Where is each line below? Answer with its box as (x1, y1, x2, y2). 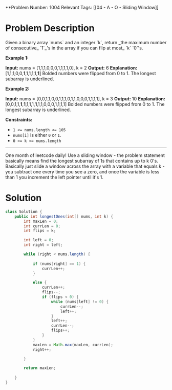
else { (32, 280, 47, 285)
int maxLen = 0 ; (24, 219, 58, 224)
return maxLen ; (24, 365, 56, 371)
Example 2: (5, 85, 30, 92)
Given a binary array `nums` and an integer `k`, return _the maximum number (5, 39, 167, 45)
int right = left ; (24, 242, 63, 247)
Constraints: (5, 116, 33, 122)
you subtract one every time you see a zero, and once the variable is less (5, 168, 160, 174)
